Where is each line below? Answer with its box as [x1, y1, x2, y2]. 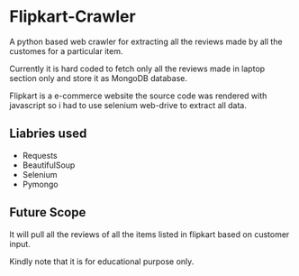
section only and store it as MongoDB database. [9, 72, 187, 83]
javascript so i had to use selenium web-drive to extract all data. [9, 99, 248, 110]
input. [9, 238, 32, 249]
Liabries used [9, 126, 87, 142]
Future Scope [9, 205, 86, 220]
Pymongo [22, 179, 59, 189]
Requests [22, 150, 58, 161]
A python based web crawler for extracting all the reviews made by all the [9, 36, 283, 47]
